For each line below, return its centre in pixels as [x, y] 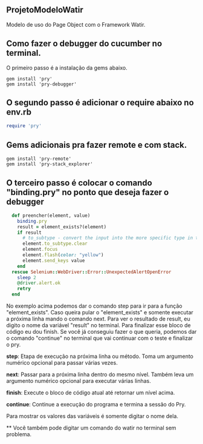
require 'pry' [24, 126]
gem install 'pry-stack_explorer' [50, 164]
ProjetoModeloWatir [45, 10]
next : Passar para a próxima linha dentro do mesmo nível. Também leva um [100, 374]
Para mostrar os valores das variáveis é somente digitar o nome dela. [92, 416]
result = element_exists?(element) [62, 227]
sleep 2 [27, 277]
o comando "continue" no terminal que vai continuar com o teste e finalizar [100, 338]
